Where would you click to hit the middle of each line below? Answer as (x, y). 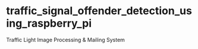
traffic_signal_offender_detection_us (99, 11)
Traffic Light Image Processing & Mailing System (65, 40)
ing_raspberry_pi (49, 23)
